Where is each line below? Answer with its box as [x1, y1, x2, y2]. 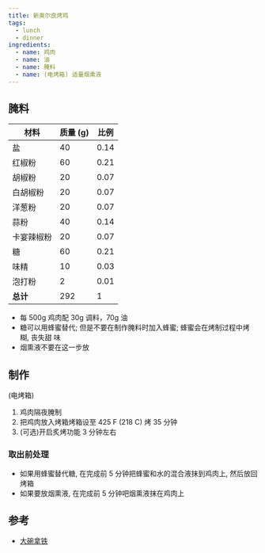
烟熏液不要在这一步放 [19, 342, 89, 353]
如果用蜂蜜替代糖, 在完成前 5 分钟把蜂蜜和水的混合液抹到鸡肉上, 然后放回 [19, 468, 258, 478]
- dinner [15, 33, 44, 42]
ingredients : [8, 41, 51, 49]
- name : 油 [15, 56, 50, 64]
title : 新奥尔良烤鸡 [8, 11, 69, 20]
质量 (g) [59, 128, 89, 139]
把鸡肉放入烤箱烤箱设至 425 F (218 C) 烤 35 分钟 [19, 418, 178, 427]
